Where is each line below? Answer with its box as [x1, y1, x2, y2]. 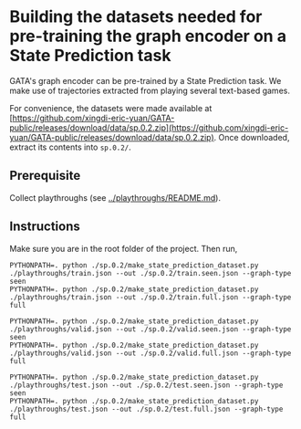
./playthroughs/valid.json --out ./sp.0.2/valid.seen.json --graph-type [9, 324, 292, 334]
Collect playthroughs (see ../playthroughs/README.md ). [9, 192, 222, 203]
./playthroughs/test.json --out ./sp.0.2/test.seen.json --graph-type [9, 381, 284, 390]
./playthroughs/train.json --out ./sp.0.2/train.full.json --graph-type [9, 292, 292, 302]
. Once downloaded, [213, 131, 290, 142]
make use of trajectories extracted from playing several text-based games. [9, 85, 290, 96]
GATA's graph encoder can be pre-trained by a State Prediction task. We [9, 75, 282, 86]
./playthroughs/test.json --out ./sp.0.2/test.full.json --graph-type [9, 404, 284, 413]
